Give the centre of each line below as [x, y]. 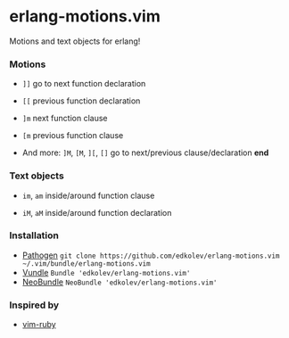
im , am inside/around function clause [88, 195]
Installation [34, 235]
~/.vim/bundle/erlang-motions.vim [86, 264]
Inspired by [34, 305]
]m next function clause [65, 119]
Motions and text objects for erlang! [75, 41]
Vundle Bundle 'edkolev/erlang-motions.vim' [106, 272]
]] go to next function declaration [84, 84]
